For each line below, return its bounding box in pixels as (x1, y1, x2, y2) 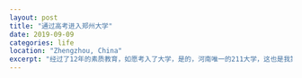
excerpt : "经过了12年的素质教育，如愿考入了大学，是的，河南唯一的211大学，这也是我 (9, 55, 290, 64)
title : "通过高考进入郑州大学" (9, 22, 113, 30)
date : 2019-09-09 (9, 30, 75, 39)
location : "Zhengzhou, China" (9, 47, 123, 56)
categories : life (9, 38, 75, 48)
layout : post (9, 13, 58, 22)
